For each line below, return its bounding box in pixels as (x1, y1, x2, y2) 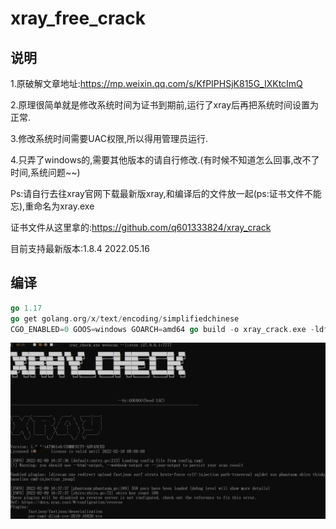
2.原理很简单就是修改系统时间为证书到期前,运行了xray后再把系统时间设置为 (10, 99, 320, 111)
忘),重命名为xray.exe (10, 200, 95, 212)
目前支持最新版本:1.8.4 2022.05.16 (10, 243, 150, 254)
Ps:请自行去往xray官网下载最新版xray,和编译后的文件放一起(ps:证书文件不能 (10, 188, 322, 199)
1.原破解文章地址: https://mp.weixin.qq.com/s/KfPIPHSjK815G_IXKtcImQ (10, 78, 303, 89)
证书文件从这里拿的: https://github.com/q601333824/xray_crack (10, 222, 272, 233)
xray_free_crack (10, 7, 147, 30)
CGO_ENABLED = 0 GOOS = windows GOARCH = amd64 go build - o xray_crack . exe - (10, 324, 315, 334)
